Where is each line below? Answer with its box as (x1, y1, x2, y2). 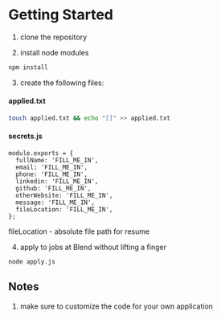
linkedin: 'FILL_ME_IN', (15, 178, 99, 186)
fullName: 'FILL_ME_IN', (15, 157, 99, 165)
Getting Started (8, 6, 114, 24)
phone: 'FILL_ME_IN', (15, 170, 88, 178)
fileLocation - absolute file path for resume (8, 227, 150, 236)
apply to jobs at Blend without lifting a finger (19, 243, 167, 252)
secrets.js (8, 131, 43, 141)
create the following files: (19, 78, 104, 88)
